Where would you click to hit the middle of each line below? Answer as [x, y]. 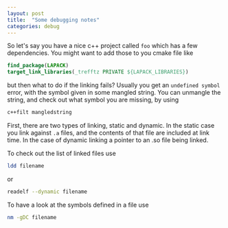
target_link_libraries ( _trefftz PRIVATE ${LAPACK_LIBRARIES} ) [98, 72]
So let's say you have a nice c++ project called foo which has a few [102, 46]
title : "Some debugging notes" [53, 20]
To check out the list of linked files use [62, 153]
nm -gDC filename [32, 217]
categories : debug [33, 26]
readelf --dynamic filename [47, 192]
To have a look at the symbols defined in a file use [78, 205]
